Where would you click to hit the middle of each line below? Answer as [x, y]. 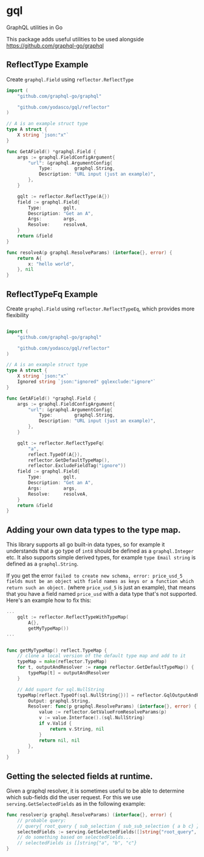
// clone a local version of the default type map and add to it [102, 656]
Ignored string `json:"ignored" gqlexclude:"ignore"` [87, 382]
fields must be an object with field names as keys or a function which [100, 582]
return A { [30, 258]
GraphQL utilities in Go [34, 27]
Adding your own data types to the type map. [93, 530]
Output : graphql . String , [59, 701]
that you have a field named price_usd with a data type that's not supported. [102, 594]
